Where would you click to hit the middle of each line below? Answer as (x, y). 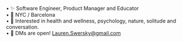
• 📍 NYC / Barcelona (31, 15)
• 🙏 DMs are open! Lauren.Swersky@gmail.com (63, 33)
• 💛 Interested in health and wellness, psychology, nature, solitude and (91, 21)
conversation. (23, 27)
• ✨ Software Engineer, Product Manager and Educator (73, 8)
